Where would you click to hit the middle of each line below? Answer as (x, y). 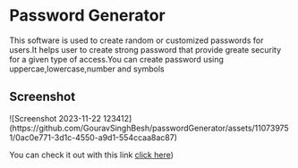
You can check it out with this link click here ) (92, 155)
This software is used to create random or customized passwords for (136, 40)
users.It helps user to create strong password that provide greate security (145, 49)
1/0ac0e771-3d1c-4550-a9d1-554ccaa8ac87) (93, 137)
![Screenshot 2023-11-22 (55, 118)
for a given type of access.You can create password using (116, 59)
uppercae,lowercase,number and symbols (87, 69)
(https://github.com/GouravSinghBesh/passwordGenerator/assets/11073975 (149, 128)
